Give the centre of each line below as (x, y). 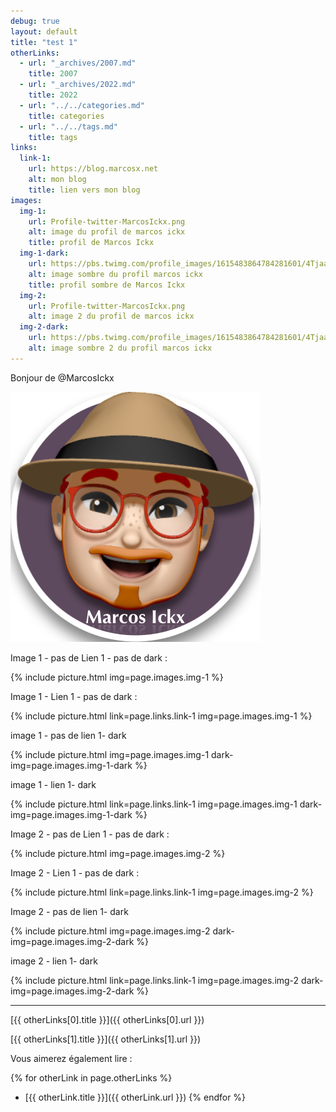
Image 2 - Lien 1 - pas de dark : (75, 872)
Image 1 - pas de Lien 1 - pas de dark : (89, 657)
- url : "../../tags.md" (68, 126)
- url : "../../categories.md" (82, 105)
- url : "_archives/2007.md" (78, 63)
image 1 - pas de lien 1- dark (68, 735)
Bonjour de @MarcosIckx (62, 377)
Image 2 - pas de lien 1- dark (69, 911)
